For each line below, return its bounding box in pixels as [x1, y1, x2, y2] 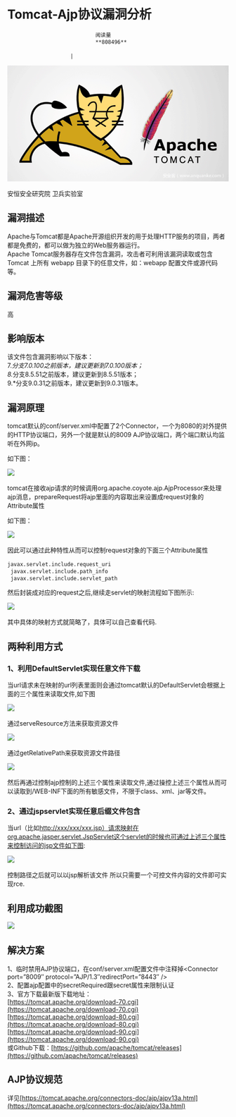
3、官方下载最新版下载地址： [7, 989, 91, 998]
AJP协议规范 [7, 1073, 63, 1086]
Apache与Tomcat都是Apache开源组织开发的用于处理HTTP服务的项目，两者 [7, 232, 225, 240]
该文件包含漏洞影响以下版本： [7, 353, 93, 361]
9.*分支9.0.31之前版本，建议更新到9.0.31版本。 [7, 379, 143, 388]
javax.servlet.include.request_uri [7, 561, 112, 568]
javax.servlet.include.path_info [10, 568, 109, 575]
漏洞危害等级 [7, 290, 63, 302]
